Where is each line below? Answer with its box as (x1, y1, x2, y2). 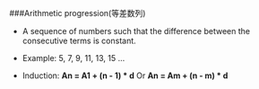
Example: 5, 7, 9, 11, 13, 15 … (22, 53, 125, 63)
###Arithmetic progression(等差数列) (9, 8, 146, 18)
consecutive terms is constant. (22, 35, 136, 46)
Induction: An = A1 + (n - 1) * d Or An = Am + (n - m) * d (22, 70, 229, 81)
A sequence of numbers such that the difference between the (22, 26, 251, 36)
